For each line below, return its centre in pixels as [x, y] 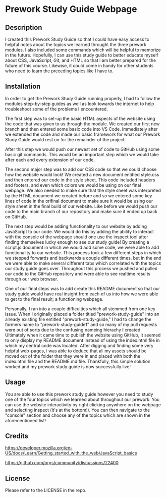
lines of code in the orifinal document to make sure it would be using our [79, 201]
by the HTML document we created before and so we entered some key [79, 195]
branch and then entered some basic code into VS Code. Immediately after [82, 129]
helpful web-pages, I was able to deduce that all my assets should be [76, 351]
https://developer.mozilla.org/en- [39, 448]
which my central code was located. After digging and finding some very [79, 345]
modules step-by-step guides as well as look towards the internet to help [80, 104]
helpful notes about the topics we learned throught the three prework [76, 45]
